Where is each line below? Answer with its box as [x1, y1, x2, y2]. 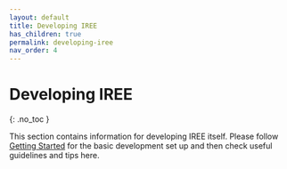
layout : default [9, 12, 70, 22]
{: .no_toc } [9, 114, 50, 125]
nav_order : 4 [9, 46, 58, 55]
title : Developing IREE [9, 21, 98, 30]
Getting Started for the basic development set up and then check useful [9, 141, 273, 151]
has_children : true [9, 29, 82, 38]
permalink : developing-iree [9, 37, 114, 47]
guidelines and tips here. [9, 150, 100, 161]
